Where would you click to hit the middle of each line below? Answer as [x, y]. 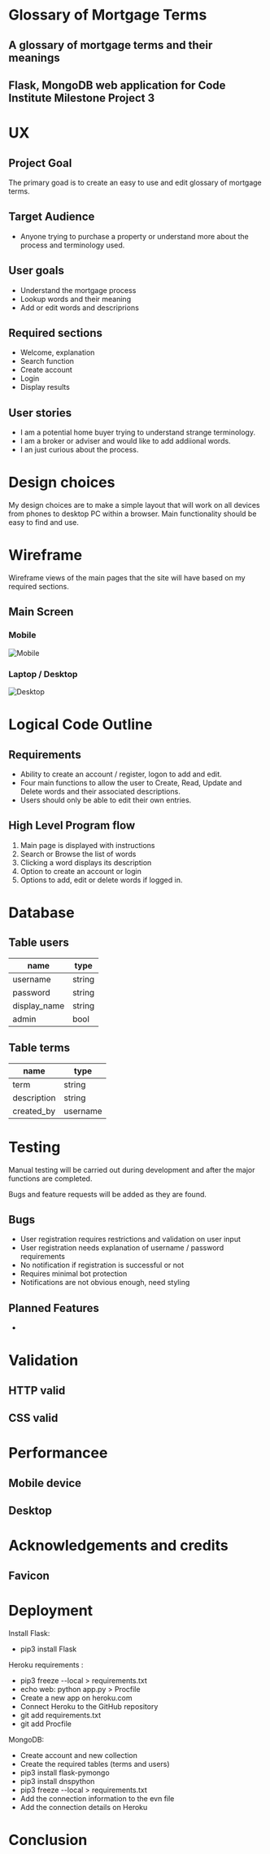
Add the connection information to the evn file [97, 1798]
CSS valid [33, 1418]
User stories [40, 413]
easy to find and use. [44, 523]
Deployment [51, 1610]
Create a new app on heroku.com [76, 1698]
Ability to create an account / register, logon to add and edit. [121, 774]
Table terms [39, 1048]
